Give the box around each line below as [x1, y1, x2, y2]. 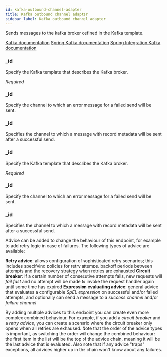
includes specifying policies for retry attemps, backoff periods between [5, 263, 152, 269]
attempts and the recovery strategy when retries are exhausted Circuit [5, 268, 151, 274]
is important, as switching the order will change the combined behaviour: [5, 331, 155, 337]
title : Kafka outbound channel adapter [5, 12, 88, 17]
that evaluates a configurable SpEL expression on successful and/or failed [5, 289, 158, 295]
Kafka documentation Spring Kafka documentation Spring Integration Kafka [5, 40, 161, 46]
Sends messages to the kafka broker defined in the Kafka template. [5, 30, 144, 36]
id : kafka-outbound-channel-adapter [5, 7, 82, 12]
